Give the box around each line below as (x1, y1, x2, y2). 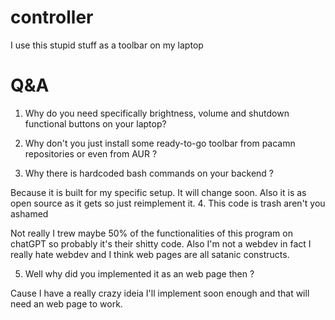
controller (10, 6, 94, 29)
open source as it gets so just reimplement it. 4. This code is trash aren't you (10, 197, 326, 209)
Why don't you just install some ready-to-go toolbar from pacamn (24, 137, 296, 149)
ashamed (10, 207, 49, 220)
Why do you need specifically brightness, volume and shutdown (24, 107, 290, 119)
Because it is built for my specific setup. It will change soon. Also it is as (10, 186, 307, 198)
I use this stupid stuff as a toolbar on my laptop (10, 39, 204, 51)
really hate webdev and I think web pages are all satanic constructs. (10, 248, 290, 260)
